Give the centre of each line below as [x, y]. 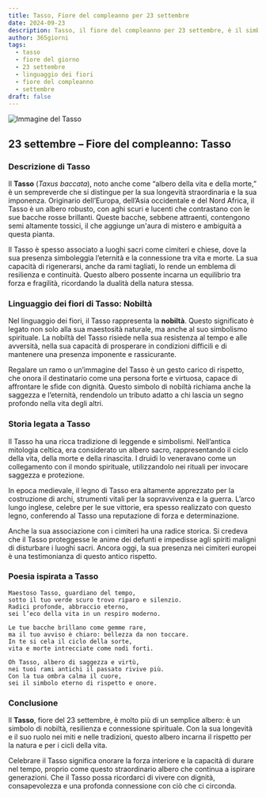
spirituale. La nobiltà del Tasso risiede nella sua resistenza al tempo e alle [128, 338]
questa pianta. [32, 234]
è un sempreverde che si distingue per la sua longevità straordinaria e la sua [133, 192]
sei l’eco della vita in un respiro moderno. [84, 614]
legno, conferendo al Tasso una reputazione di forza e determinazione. [124, 515]
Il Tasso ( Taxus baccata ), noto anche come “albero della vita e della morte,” [133, 184]
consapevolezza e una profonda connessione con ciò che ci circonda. [122, 786]
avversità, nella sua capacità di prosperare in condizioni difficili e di [118, 346]
